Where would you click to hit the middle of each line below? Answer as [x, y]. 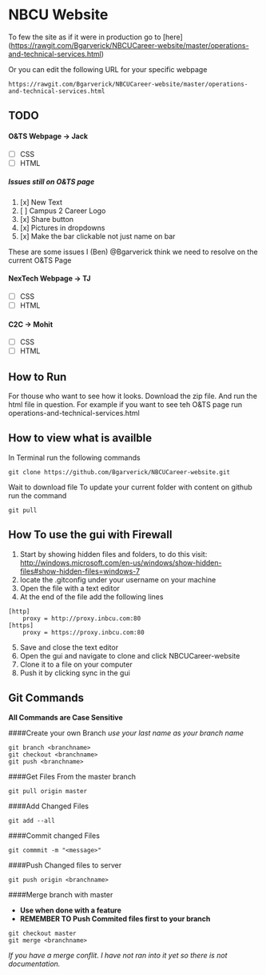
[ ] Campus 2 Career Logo [63, 211]
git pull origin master [48, 791]
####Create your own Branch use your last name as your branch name [126, 733]
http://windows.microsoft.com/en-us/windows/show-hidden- [121, 562]
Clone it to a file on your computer [76, 664]
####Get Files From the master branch [72, 776]
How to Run [38, 377]
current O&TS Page [40, 260]
